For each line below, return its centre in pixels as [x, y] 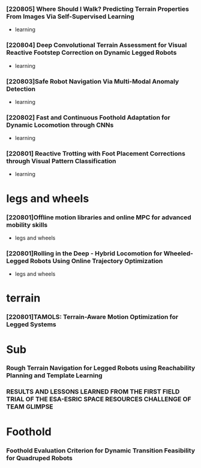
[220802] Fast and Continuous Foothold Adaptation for [88, 117]
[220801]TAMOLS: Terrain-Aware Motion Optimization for [92, 317]
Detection [21, 89]
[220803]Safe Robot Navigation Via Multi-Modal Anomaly [93, 81]
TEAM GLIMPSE [30, 407]
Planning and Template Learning [55, 375]
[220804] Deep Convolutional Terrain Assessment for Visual [97, 45]
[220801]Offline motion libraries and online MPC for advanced [99, 217]
